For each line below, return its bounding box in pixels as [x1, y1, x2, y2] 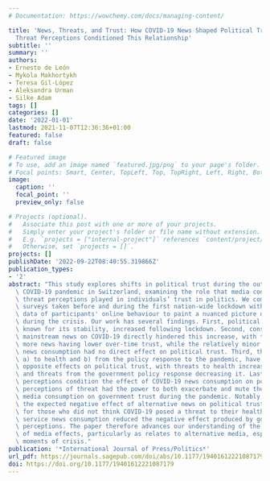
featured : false [8, 131, 63, 139]
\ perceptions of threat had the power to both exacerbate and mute [15, 385, 250, 393]
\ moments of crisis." [15, 437, 92, 446]
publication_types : [8, 265, 74, 273]
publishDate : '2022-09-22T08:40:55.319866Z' [8, 258, 160, 266]
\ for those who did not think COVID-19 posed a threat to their [15, 408, 239, 416]
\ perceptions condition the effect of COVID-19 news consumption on [15, 378, 253, 386]
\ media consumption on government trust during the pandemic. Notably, [15, 392, 264, 400]
